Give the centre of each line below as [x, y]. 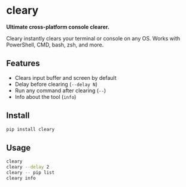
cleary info [21, 178]
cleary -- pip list [31, 173]
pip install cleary [31, 129]
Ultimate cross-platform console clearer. [58, 27]
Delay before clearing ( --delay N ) [56, 84]
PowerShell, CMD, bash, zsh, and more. [55, 45]
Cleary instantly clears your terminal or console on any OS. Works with [93, 38]
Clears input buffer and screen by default [65, 77]
